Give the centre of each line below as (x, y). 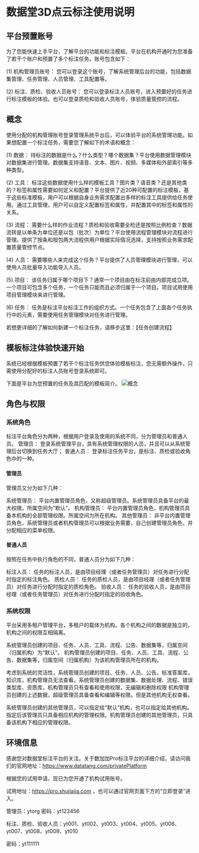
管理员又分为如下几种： (35, 487)
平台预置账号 (30, 36)
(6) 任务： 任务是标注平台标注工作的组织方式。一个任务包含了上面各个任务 (97, 307)
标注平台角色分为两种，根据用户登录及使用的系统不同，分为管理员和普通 (94, 436)
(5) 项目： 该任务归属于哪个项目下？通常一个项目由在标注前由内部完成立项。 (99, 279)
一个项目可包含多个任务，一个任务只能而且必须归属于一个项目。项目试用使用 (99, 287)
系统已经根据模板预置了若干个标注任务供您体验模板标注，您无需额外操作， (97, 363)
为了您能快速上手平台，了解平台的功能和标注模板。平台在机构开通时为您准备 (99, 51)
